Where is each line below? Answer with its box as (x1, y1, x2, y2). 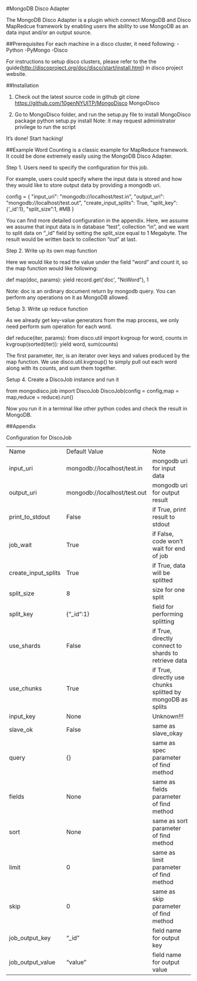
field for (152, 603, 174, 611)
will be (152, 569, 171, 576)
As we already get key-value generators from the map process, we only (6, 317, 179, 323)
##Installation (6, 82, 39, 89)
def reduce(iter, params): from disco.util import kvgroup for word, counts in (6, 334, 188, 341)
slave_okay (152, 730, 183, 737)
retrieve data (152, 657, 188, 664)
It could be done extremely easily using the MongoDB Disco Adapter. (6, 153, 173, 160)
